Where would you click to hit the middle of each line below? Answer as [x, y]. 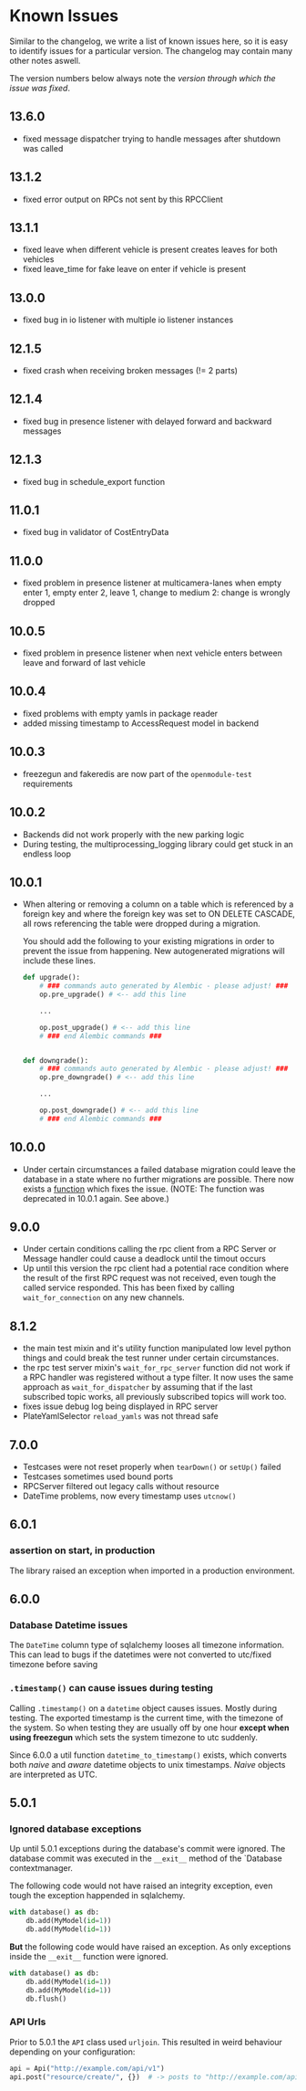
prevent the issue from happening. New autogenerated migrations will [153, 951]
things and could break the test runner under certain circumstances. [151, 1358]
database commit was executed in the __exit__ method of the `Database [146, 1858]
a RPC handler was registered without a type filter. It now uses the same [158, 1377]
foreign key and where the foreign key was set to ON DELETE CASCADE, [159, 914]
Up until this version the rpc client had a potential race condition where [156, 1268]
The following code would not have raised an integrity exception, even [141, 1886]
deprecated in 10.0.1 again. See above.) [96, 1198]
